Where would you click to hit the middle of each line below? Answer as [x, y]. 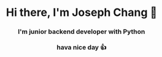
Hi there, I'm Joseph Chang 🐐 [82, 13]
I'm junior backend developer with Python [81, 32]
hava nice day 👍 [82, 47]
